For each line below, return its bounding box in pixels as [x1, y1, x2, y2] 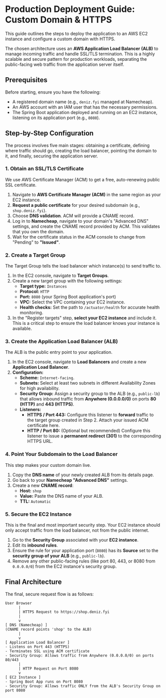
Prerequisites [5, 76, 48, 84]
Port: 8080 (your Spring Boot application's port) [19, 294, 116, 300]
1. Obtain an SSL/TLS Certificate [5, 165, 84, 172]
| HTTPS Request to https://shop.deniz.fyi [18, 609, 110, 614]
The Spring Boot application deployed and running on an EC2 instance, [12, 109, 158, 115]
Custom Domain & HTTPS [5, 14, 112, 25]
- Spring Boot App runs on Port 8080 [5, 679, 83, 684]
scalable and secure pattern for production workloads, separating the [5, 56, 147, 62]
